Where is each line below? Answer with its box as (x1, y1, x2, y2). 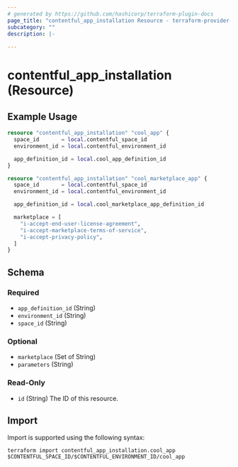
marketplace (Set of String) (17, 353, 96, 361)
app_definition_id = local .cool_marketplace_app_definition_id (13, 201, 204, 208)
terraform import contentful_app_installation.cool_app (7, 447, 176, 454)
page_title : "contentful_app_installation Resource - (7, 17, 170, 24)
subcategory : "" (7, 23, 55, 31)
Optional (7, 336, 38, 346)
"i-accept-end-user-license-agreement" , (20, 220, 141, 227)
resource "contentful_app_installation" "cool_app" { (7, 129, 170, 137)
